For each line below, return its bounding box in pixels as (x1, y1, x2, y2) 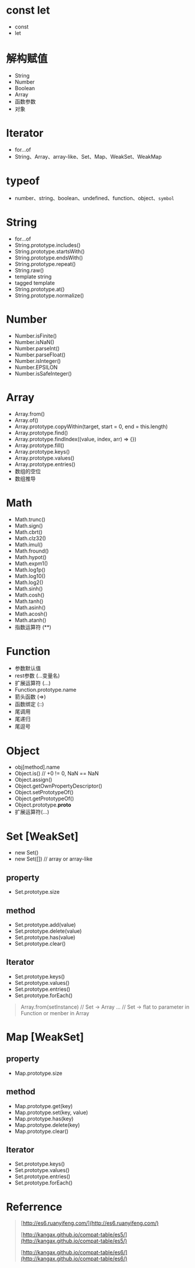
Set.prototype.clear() (14, 940, 66, 947)
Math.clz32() (14, 534, 46, 542)
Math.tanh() (14, 598, 44, 605)
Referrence (6, 1200, 63, 1214)
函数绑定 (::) (14, 701, 44, 708)
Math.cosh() (14, 591, 45, 598)
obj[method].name (14, 763, 60, 771)
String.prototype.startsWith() (14, 248, 85, 255)
